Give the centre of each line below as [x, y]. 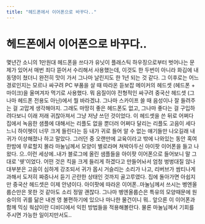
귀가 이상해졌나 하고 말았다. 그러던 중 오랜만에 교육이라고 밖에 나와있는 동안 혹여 [102, 139]
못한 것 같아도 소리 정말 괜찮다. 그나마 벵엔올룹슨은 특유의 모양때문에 [109, 192]
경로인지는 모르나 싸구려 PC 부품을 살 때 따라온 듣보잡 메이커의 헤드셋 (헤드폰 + [101, 85]
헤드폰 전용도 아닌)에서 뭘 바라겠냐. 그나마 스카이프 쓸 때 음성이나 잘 [98, 100]
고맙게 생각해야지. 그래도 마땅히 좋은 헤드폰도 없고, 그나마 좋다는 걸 [99, 108]
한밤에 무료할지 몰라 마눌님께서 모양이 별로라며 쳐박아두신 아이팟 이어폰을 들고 [99, 146]
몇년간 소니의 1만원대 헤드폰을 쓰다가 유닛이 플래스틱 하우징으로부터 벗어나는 [97, 62]
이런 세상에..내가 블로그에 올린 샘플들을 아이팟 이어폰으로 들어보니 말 [109, 154]
